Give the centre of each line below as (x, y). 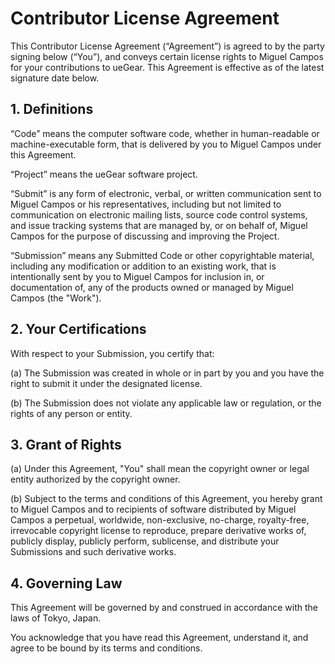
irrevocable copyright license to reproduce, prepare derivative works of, (158, 531)
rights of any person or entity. (71, 413)
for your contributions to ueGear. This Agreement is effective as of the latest (167, 67)
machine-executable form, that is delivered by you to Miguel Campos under (166, 144)
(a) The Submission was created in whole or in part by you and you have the (167, 373)
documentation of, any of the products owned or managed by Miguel (152, 287)
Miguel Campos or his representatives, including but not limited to (146, 204)
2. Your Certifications (78, 329)
